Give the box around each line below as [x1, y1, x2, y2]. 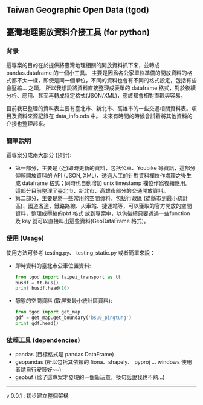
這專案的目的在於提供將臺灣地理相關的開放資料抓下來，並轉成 [6, 62, 160, 69]
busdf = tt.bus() [14, 279, 59, 286]
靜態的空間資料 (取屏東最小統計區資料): [14, 297, 112, 304]
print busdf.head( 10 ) [14, 285, 69, 292]
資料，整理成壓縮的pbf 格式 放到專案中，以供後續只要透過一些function [14, 210, 190, 217]
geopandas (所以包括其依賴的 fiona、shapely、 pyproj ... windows [14, 358, 180, 366]
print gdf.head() [14, 321, 59, 327]
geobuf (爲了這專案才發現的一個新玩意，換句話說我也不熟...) [14, 373, 165, 381]
